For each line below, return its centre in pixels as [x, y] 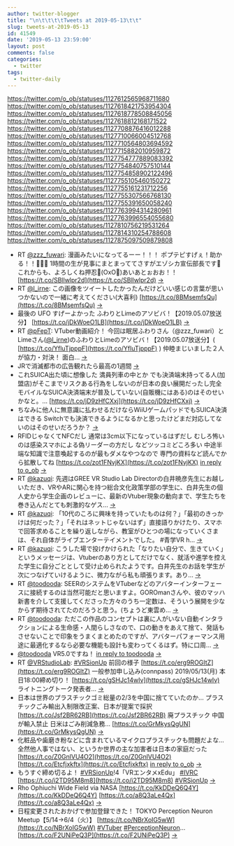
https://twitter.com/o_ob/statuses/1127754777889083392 [90, 158]
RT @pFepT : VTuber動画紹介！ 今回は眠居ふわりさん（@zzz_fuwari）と [121, 331]
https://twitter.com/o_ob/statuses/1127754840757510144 [89, 166]
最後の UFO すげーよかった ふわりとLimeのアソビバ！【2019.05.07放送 [119, 313]
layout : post [26, 46]
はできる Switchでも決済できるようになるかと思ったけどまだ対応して [117, 418]
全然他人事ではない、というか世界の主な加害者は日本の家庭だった [112, 749]
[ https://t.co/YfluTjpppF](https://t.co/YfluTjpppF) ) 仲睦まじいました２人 [121, 348]
